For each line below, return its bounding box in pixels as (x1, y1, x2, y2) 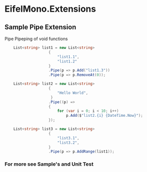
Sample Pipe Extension (4, 23, 76, 31)
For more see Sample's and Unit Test (4, 161, 94, 168)
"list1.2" (57, 59, 77, 64)
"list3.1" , (57, 135, 79, 140)
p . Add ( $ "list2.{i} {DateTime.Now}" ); (66, 113, 143, 118)
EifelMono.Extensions (4, 3, 96, 15)
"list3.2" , (57, 140, 79, 145)
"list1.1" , (57, 54, 79, 59)
